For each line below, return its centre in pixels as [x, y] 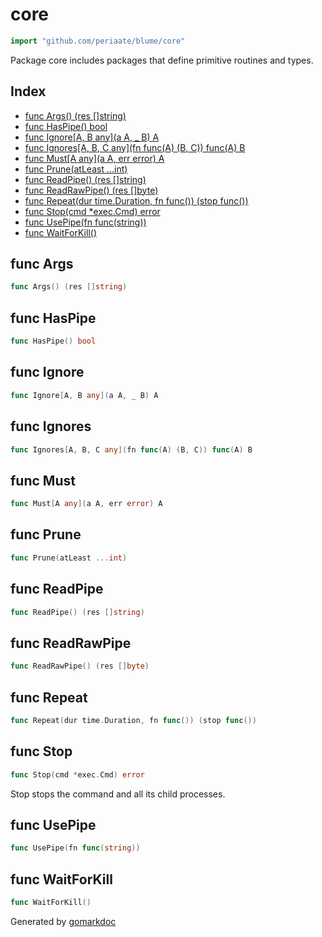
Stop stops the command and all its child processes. [118, 794]
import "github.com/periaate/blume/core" [98, 41]
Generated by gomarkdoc [63, 921]
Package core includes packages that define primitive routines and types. [162, 60]
